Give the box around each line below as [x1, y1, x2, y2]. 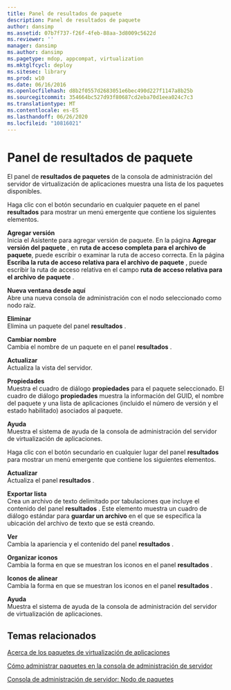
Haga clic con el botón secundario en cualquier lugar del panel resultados [7, 448, 219, 456]
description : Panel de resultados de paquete [7, 17, 140, 24]
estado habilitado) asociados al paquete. [7, 406, 123, 415]
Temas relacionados [7, 630, 97, 641]
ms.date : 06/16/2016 [7, 81, 67, 88]
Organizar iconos [7, 553, 58, 562]
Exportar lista [7, 490, 47, 498]
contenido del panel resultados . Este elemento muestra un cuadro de [7, 504, 207, 513]
